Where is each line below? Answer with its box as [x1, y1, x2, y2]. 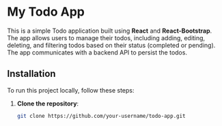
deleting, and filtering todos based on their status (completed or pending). [7, 41, 216, 49]
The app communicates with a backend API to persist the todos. [7, 48, 188, 57]
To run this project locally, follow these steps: [7, 86, 135, 94]
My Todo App [7, 4, 85, 20]
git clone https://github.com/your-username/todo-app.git [16, 112, 186, 119]
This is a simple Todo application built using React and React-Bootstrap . [7, 27, 212, 35]
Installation [7, 68, 56, 80]
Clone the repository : [16, 99, 79, 108]
